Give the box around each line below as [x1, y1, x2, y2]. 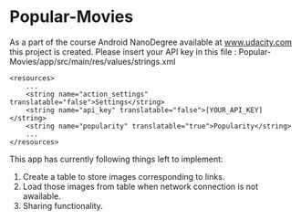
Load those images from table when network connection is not [22, 181, 259, 192]
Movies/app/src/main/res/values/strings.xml [9, 56, 176, 67]
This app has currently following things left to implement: [9, 153, 223, 164]
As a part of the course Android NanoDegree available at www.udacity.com [9, 37, 293, 47]
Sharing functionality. [22, 200, 103, 211]
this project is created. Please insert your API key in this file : [9, 46, 237, 57]
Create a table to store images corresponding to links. [22, 171, 225, 182]
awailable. [22, 190, 61, 202]
